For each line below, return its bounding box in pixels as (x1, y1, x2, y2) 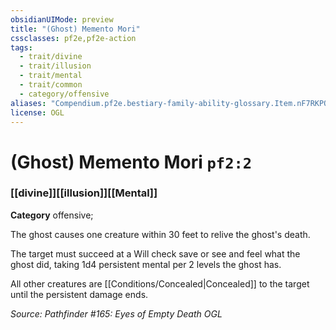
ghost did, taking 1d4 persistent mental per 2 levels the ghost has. (10, 258, 282, 270)
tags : (10, 42, 33, 53)
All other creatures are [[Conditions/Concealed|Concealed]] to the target (10, 277, 310, 290)
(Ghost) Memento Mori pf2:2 (10, 151, 253, 173)
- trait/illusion (19, 61, 92, 71)
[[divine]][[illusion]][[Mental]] (10, 186, 158, 200)
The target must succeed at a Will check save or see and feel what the (10, 247, 301, 260)
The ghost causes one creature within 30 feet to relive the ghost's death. (10, 228, 311, 240)
